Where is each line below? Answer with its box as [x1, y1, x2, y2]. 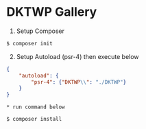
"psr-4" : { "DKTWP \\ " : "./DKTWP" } [31, 78, 127, 86]
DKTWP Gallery [6, 4, 97, 20]
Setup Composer [16, 27, 64, 35]
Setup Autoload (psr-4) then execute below [16, 52, 139, 60]
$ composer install [6, 116, 62, 123]
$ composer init [6, 40, 53, 47]
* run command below [6, 104, 66, 110]
